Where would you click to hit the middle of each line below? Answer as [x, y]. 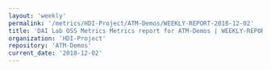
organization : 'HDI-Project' [57, 38]
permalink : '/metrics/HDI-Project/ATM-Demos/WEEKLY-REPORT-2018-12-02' [131, 23]
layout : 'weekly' [38, 16]
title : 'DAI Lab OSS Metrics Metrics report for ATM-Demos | [113, 31]
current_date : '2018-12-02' [56, 53]
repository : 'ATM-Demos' [50, 46]
